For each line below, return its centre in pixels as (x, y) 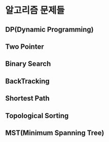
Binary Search (28, 64)
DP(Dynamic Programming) (49, 29)
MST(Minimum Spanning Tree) (55, 133)
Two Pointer (25, 46)
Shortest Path (27, 99)
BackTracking (27, 81)
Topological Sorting (37, 115)
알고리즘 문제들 (35, 10)
